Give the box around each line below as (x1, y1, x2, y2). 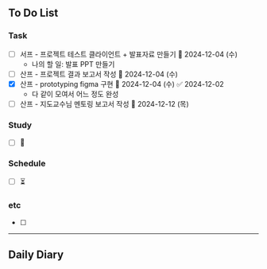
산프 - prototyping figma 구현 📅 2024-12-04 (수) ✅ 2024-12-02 (19, 79, 224, 88)
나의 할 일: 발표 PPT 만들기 (31, 59, 115, 68)
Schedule (8, 158, 46, 170)
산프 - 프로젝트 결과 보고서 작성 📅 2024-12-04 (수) (19, 69, 179, 79)
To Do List (8, 6, 59, 20)
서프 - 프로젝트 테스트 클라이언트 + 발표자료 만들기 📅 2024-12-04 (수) (19, 49, 238, 59)
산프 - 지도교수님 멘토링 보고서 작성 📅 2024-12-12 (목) (19, 99, 189, 108)
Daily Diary (8, 248, 64, 262)
